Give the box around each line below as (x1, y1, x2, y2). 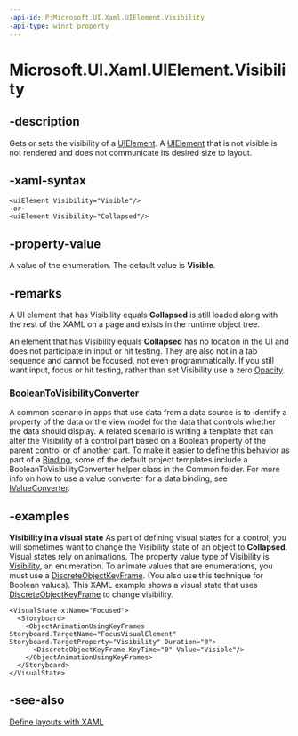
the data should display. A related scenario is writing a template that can (9, 426, 274, 437)
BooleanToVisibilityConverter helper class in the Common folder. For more (9, 464, 280, 475)
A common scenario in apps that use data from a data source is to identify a (9, 407, 287, 418)
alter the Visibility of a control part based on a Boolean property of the (9, 436, 267, 446)
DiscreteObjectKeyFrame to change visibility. (9, 589, 173, 600)
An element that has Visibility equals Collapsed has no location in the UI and (9, 336, 289, 347)
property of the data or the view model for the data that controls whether (9, 416, 277, 428)
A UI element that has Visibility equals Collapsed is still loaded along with (9, 309, 278, 320)
